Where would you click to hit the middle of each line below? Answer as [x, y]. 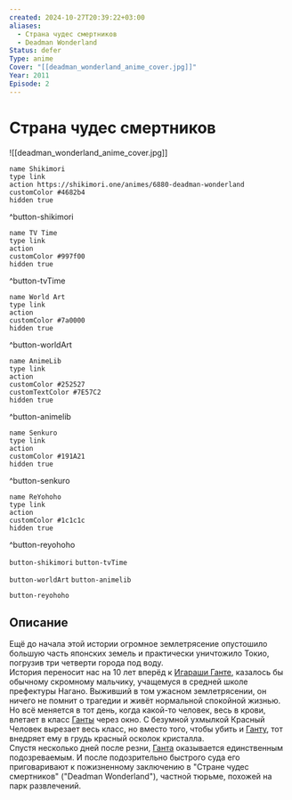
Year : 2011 [29, 76]
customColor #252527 [48, 384]
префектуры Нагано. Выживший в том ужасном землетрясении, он [138, 691]
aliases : [25, 26]
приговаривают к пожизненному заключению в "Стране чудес [129, 767]
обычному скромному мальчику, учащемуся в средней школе [129, 682]
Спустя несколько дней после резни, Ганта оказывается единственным [146, 748]
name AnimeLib [36, 361]
